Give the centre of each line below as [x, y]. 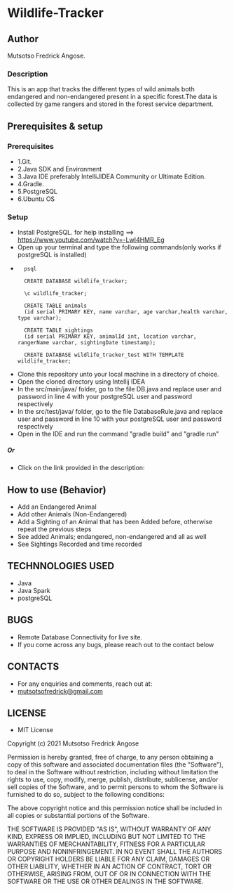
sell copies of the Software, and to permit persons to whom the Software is [116, 787]
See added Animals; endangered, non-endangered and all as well [112, 537]
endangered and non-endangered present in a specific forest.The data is [112, 97]
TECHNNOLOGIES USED [61, 566]
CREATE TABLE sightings [58, 331]
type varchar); [40, 318]
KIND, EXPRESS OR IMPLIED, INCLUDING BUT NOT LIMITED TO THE [106, 837]
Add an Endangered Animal [57, 507]
